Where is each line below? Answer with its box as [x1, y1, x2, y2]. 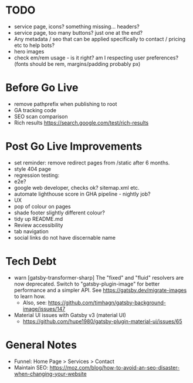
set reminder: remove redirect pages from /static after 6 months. [13, 159, 170, 166]
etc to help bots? [13, 42, 55, 49]
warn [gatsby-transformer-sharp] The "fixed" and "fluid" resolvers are [13, 274, 184, 281]
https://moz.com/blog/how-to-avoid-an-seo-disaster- [49, 364, 180, 371]
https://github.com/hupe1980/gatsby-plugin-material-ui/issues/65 [22, 318, 182, 325]
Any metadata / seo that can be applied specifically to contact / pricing [13, 35, 186, 42]
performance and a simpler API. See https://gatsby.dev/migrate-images [13, 286, 187, 294]
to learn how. [13, 293, 46, 300]
